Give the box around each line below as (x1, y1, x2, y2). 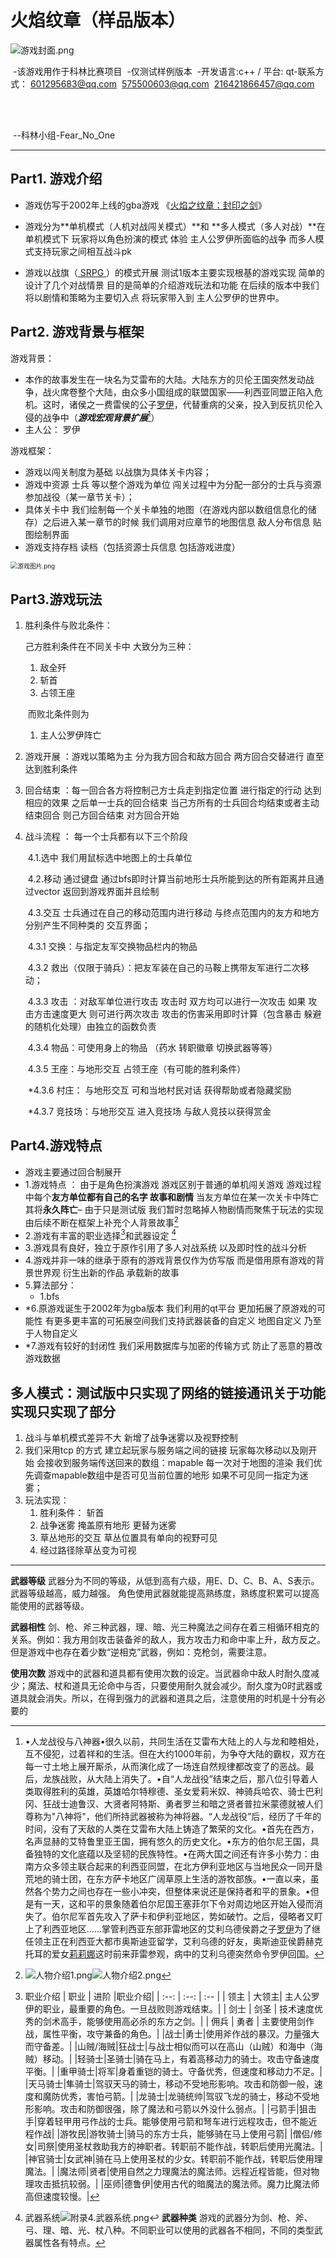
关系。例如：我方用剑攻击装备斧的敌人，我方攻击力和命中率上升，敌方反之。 (10, 1633, 326, 1645)
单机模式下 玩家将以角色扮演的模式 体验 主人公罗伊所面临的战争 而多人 (24, 232, 316, 245)
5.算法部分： (24, 1279, 77, 1291)
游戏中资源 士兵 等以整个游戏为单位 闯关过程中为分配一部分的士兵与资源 (24, 479, 322, 491)
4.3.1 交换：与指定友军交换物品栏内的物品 (27, 941, 198, 953)
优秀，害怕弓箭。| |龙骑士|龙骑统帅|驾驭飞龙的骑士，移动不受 (59, 2090, 312, 2102)
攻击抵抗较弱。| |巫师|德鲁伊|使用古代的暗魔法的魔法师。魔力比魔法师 (33, 2177, 320, 2190)
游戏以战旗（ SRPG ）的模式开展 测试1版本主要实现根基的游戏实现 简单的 (24, 266, 325, 278)
